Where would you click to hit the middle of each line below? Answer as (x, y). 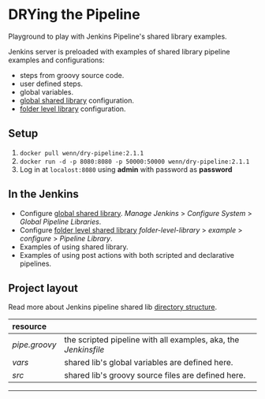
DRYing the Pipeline (74, 15)
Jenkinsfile (84, 350)
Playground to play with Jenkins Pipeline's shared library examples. (118, 36)
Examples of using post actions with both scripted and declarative (127, 255)
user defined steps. (51, 84)
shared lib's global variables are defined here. (149, 363)
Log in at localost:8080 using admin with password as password (126, 169)
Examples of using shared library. (74, 247)
